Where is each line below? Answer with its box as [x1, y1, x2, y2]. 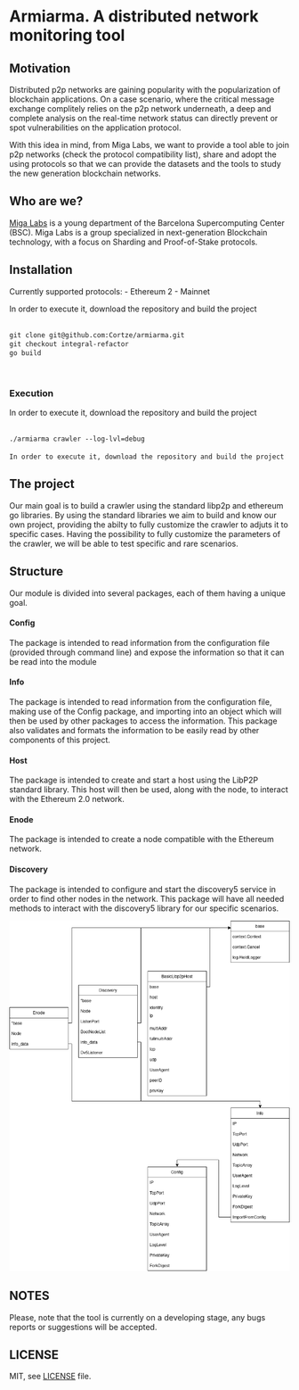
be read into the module [9, 656, 97, 666]
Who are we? [9, 194, 84, 209]
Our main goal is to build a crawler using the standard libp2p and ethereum [9, 500, 284, 510]
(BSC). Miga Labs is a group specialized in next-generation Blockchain [9, 227, 268, 237]
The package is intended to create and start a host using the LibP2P [9, 774, 259, 786]
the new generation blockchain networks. [9, 168, 162, 178]
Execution [9, 386, 54, 399]
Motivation [9, 61, 71, 76]
